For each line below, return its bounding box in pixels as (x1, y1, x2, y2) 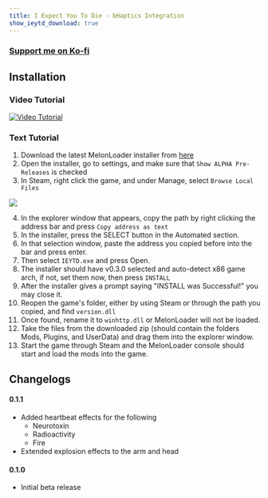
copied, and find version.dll (20, 307, 116, 317)
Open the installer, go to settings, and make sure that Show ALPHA (20, 159, 233, 169)
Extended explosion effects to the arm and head (20, 447, 179, 456)
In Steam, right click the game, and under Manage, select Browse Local (20, 176, 254, 185)
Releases (20, 169, 50, 177)
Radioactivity (32, 429, 76, 439)
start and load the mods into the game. (20, 349, 148, 359)
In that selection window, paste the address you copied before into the (20, 239, 253, 249)
